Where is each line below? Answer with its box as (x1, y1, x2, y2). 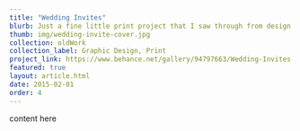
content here (9, 113, 57, 124)
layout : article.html (9, 72, 91, 81)
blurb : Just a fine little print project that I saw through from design (9, 22, 292, 31)
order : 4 (9, 88, 42, 97)
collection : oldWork (9, 38, 87, 48)
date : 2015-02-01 (9, 80, 75, 89)
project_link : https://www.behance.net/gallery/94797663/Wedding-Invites (9, 55, 292, 64)
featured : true (9, 64, 66, 73)
